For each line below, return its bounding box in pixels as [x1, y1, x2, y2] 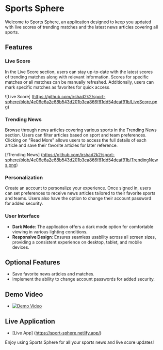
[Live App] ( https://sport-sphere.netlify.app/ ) [12, 330, 102, 335]
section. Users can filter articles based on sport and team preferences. [5, 132, 147, 138]
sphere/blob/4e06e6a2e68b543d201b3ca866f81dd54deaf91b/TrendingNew [5, 157, 158, 163]
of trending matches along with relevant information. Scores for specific [5, 74, 149, 80]
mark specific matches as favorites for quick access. [5, 84, 111, 90]
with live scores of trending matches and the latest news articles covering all [5, 24, 158, 30]
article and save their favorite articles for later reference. [5, 142, 118, 148]
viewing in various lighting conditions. [12, 228, 88, 235]
